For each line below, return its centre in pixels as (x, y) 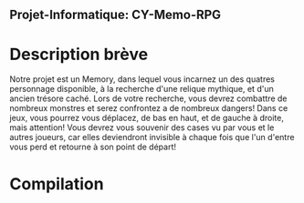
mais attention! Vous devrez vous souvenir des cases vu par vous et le (142, 127)
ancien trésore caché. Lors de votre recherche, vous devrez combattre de (148, 98)
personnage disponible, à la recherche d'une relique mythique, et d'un (142, 89)
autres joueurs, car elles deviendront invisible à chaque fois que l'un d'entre (152, 137)
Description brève (79, 54)
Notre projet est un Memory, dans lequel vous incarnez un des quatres (142, 79)
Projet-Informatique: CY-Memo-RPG (115, 15)
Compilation (57, 183)
